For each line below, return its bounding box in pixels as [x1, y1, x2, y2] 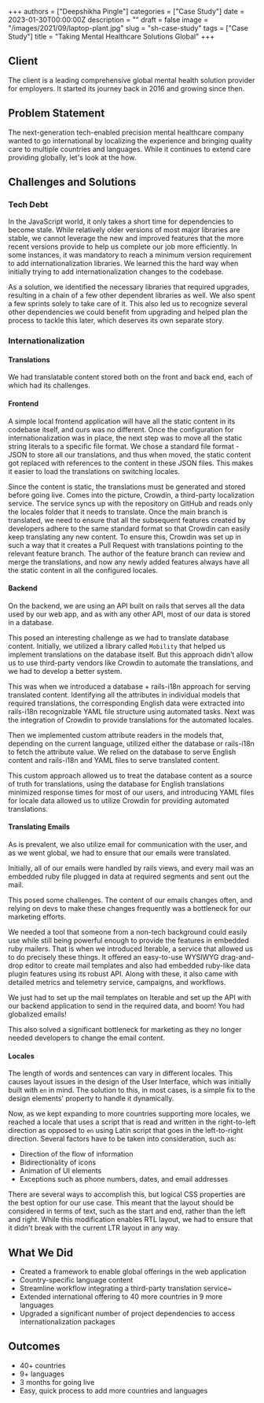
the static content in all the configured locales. [8, 565, 159, 575]
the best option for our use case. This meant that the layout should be [8, 1198, 234, 1208]
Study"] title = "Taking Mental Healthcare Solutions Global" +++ [8, 31, 214, 41]
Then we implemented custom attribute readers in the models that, [8, 730, 225, 739]
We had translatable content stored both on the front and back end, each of [8, 372, 253, 382]
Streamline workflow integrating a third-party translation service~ [19, 1283, 233, 1294]
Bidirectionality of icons [19, 1157, 97, 1168]
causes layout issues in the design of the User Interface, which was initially [8, 1077, 251, 1086]
